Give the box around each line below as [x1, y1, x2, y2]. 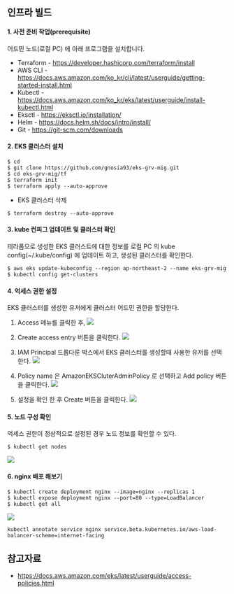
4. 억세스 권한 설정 [7, 286, 57, 295]
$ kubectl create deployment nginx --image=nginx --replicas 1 [7, 488, 196, 495]
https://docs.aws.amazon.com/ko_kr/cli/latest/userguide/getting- [17, 73, 205, 82]
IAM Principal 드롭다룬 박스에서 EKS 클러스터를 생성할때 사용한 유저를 [17, 348, 210, 357]
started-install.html [17, 80, 72, 89]
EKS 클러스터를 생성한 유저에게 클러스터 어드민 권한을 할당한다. [7, 304, 180, 312]
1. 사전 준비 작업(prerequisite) [7, 27, 91, 36]
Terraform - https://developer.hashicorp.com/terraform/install [17, 58, 196, 66]
